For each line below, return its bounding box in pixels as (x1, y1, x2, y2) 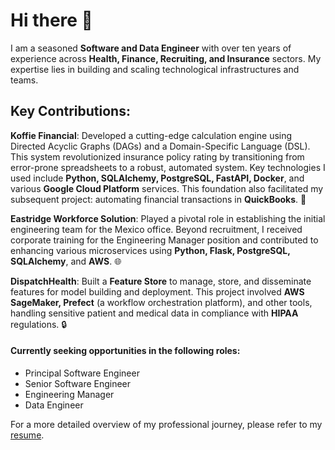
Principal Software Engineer (24, 367, 140, 379)
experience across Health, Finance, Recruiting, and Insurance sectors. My (10, 52, 322, 64)
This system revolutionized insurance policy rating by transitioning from (10, 150, 305, 163)
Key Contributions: (10, 103, 131, 120)
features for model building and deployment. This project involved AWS (10, 285, 305, 298)
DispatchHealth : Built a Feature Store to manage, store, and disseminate (10, 275, 312, 287)
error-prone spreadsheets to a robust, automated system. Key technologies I (10, 161, 326, 173)
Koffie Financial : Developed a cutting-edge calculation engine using (10, 129, 293, 141)
